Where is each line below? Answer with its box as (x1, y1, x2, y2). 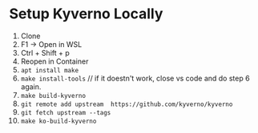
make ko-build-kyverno (20, 117, 97, 125)
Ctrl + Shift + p (20, 48, 71, 57)
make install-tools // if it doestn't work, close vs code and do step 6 (20, 73, 251, 83)
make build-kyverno (20, 92, 87, 100)
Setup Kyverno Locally (9, 5, 163, 23)
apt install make (20, 66, 79, 74)
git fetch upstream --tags (20, 108, 111, 116)
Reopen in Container (20, 57, 89, 66)
